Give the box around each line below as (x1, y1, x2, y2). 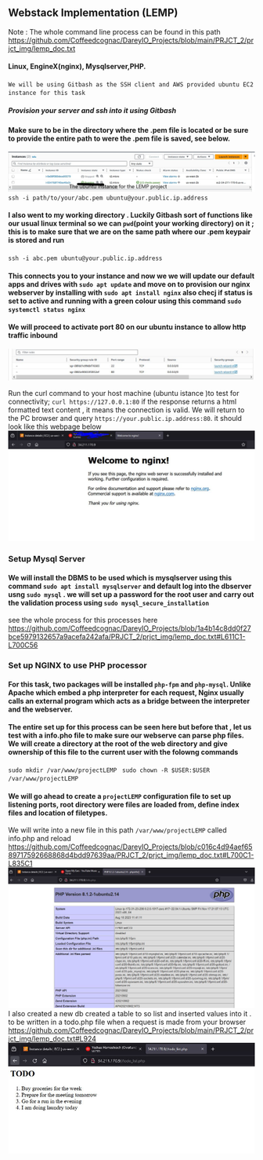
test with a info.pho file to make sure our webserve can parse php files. (8, 730, 244, 741)
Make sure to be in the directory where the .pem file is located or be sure (8, 125, 249, 134)
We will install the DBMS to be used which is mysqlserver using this (8, 573, 232, 582)
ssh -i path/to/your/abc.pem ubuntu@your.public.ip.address (8, 194, 209, 202)
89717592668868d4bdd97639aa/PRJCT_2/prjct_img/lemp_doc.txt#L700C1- (8, 851, 254, 860)
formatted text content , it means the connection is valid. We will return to (8, 404, 245, 415)
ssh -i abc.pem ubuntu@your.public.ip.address (8, 254, 163, 262)
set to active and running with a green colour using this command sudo (8, 296, 242, 306)
